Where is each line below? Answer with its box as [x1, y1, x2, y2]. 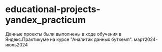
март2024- [134, 36, 158, 42]
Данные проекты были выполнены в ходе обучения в [5, 31, 122, 37]
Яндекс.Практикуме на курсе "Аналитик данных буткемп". [5, 36, 133, 42]
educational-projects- [5, 4, 101, 15]
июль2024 [5, 41, 28, 47]
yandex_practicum [5, 14, 86, 26]
